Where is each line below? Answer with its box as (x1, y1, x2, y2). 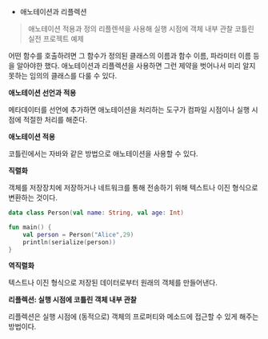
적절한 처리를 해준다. (22, 115, 88, 124)
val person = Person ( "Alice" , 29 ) (22, 230, 134, 238)
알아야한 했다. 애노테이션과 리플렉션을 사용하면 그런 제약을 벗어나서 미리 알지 (16, 61, 256, 70)
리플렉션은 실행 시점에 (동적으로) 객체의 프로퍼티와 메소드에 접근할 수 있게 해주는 (8, 312, 259, 321)
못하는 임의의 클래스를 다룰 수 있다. (8, 71, 118, 80)
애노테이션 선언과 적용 (8, 88, 77, 98)
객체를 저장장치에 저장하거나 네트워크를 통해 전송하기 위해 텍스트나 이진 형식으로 (8, 183, 258, 192)
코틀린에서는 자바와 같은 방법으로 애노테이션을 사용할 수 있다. (8, 149, 198, 158)
